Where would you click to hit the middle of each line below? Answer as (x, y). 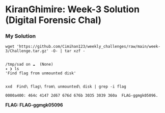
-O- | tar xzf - (68, 51)
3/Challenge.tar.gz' (27, 51)
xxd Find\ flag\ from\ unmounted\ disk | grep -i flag (66, 87)
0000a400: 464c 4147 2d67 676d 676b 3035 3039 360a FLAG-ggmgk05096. (82, 96)
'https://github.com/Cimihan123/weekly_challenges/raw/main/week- (88, 47)
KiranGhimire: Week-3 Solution (73, 9)
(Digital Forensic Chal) (53, 20)
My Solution (21, 36)
